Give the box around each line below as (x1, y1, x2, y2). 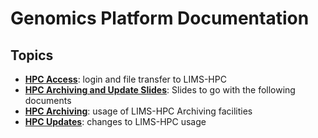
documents (24, 95, 72, 106)
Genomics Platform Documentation (10, 7, 310, 30)
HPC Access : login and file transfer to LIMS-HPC (24, 73, 227, 85)
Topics (10, 47, 54, 64)
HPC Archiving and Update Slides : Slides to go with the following (24, 84, 296, 96)
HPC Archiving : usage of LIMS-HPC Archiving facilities (24, 105, 253, 117)
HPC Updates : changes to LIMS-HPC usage (24, 116, 207, 127)
